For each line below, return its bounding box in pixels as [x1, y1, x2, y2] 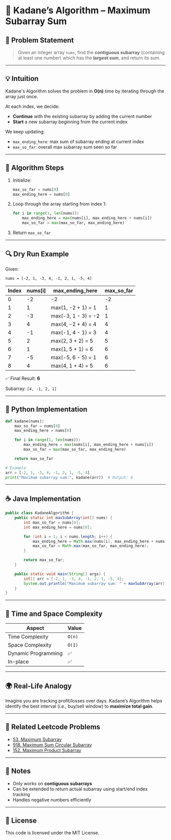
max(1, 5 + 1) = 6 [50, 345, 93, 352]
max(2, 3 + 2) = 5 [50, 337, 93, 344]
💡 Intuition [5, 74, 39, 83]
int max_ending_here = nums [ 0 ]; [23, 525, 93, 530]
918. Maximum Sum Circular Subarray [12, 741, 92, 748]
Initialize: [12, 177, 32, 183]
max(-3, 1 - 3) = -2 [50, 312, 100, 319]
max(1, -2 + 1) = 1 [50, 304, 97, 311]
